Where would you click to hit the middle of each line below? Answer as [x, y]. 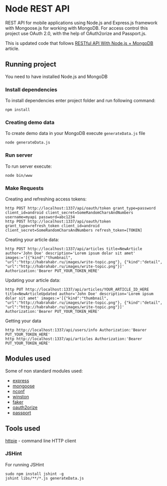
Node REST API [38, 9]
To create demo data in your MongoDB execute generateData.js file [75, 133]
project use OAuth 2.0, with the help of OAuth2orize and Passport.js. [76, 33]
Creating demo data [30, 122]
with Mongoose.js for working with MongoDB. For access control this [76, 28]
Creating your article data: [32, 239]
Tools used [23, 429]
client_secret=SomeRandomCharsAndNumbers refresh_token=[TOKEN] [74, 230]
